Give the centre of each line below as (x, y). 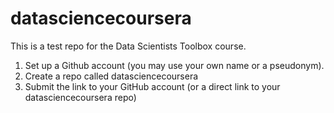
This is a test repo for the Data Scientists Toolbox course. (128, 46)
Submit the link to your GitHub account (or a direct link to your (152, 86)
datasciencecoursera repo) (80, 97)
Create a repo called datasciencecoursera (111, 76)
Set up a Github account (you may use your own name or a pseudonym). (174, 65)
